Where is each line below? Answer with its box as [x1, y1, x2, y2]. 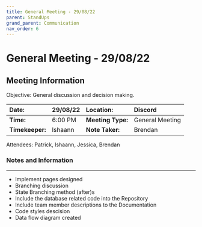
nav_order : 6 [6, 25, 39, 32]
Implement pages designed [14, 175, 83, 182]
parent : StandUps [6, 14, 50, 20]
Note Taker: [86, 126, 120, 134]
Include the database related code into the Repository [14, 194, 148, 202]
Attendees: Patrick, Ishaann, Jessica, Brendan [6, 141, 120, 148]
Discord [133, 106, 158, 114]
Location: [86, 106, 114, 114]
